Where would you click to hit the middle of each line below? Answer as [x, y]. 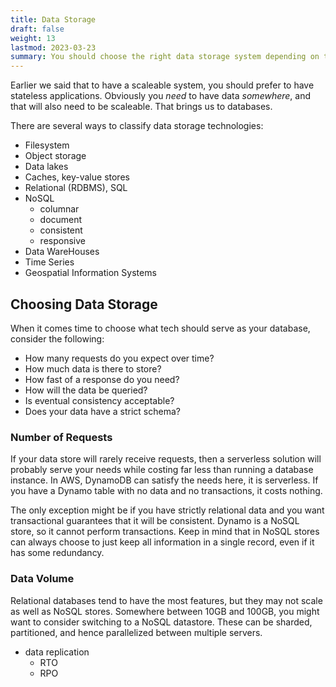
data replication [57, 652]
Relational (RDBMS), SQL [76, 188]
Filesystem [47, 145]
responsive [62, 241]
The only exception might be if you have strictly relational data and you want [167, 510]
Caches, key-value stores [77, 177]
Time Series [49, 262]
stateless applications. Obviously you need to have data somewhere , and [161, 96]
